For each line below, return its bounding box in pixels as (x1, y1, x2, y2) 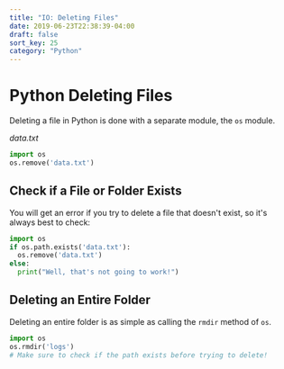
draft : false (9, 30, 59, 39)
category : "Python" (9, 47, 83, 56)
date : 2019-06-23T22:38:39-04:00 (9, 22, 135, 31)
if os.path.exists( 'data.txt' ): (9, 242, 131, 252)
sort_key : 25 (9, 38, 59, 48)
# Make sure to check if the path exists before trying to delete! (9, 350, 269, 360)
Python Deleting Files (9, 85, 173, 106)
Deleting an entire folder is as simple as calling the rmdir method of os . (9, 316, 272, 327)
